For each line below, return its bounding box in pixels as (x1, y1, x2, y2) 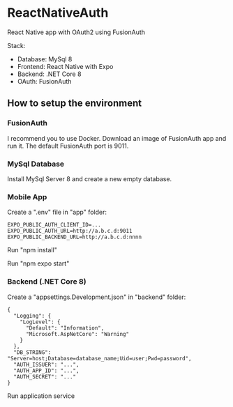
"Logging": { (13, 312, 52, 319)
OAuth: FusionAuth (17, 77, 72, 85)
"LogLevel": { (20, 318, 61, 325)
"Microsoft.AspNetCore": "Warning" (25, 330, 130, 337)
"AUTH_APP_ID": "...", (13, 367, 80, 374)
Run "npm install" (7, 246, 57, 254)
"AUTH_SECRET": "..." (13, 373, 77, 381)
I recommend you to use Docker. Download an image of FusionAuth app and (7, 134, 227, 142)
